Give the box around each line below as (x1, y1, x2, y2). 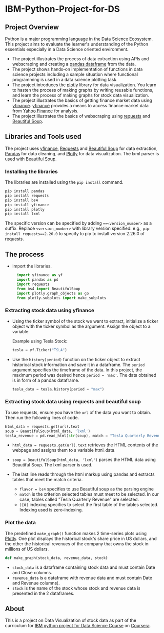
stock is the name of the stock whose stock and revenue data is (12, 585, 141, 591)
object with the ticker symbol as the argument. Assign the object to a (12, 323, 151, 329)
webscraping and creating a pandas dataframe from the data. (12, 61, 136, 67)
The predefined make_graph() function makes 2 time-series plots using (5, 530, 147, 536)
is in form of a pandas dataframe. (12, 377, 80, 383)
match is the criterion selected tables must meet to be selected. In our (19, 491, 159, 497)
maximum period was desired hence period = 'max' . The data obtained (12, 372, 157, 378)
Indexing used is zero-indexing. (19, 507, 83, 513)
